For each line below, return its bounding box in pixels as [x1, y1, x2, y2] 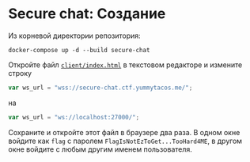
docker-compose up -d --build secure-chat [8, 46, 150, 54]
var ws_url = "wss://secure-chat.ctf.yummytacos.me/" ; [8, 84, 193, 92]
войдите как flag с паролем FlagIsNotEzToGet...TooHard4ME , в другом [8, 136, 243, 145]
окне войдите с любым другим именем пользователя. [8, 144, 192, 154]
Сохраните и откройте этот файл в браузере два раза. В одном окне [8, 127, 241, 137]
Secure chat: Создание [8, 5, 166, 23]
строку [8, 68, 32, 77]
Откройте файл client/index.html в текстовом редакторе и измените [8, 60, 243, 70]
